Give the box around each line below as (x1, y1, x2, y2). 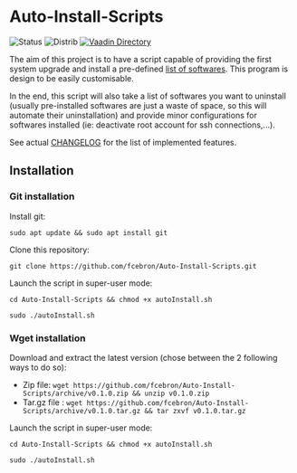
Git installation (9, 190, 75, 203)
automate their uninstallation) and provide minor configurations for (9, 109, 258, 120)
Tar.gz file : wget (22, 396, 83, 408)
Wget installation (9, 332, 86, 345)
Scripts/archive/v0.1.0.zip (22, 389, 129, 398)
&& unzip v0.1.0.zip (132, 389, 210, 398)
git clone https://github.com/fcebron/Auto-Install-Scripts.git (9, 261, 257, 270)
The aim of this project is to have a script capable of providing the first (9, 53, 272, 64)
